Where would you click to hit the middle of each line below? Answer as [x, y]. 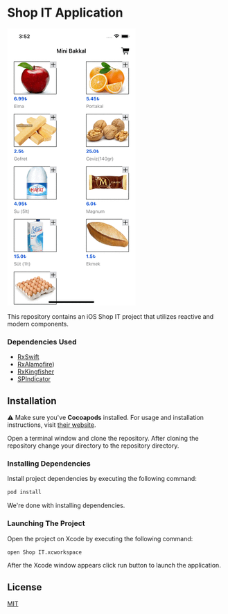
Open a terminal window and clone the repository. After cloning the [103, 439]
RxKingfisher [35, 371]
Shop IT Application [65, 13]
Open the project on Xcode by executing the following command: [100, 538]
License [25, 587]
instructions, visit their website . [52, 425]
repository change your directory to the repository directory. [93, 446]
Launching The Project [46, 523]
